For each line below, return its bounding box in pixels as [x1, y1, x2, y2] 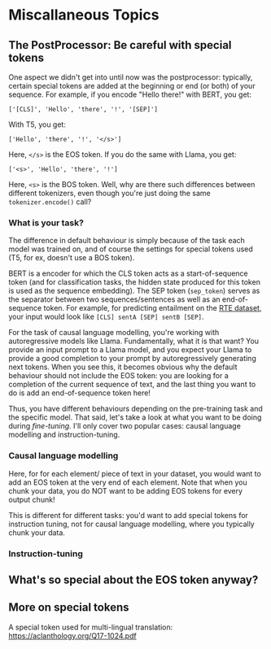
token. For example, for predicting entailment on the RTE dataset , [43, 303, 262, 313]
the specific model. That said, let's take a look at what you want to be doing [8, 412, 262, 422]
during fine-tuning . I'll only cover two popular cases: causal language [8, 421, 242, 431]
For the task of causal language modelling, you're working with [8, 328, 220, 338]
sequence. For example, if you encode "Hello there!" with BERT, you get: [8, 89, 252, 99]
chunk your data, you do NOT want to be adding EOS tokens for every [8, 486, 243, 495]
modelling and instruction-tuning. [8, 429, 120, 440]
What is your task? [8, 217, 84, 229]
